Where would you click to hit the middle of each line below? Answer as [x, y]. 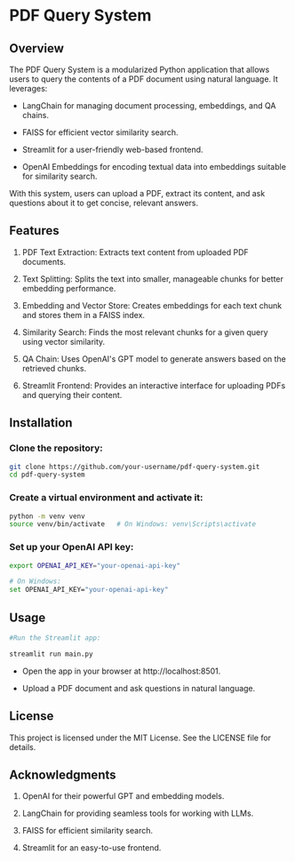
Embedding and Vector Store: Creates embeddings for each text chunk [152, 305]
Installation [41, 423]
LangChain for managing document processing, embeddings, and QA [149, 106]
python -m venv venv [48, 516]
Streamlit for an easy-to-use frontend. [92, 848]
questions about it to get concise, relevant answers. [104, 203]
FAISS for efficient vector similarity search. [100, 132]
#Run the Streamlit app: [55, 638]
